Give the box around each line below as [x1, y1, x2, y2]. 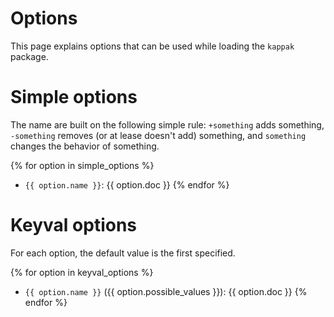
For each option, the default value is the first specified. [10, 247, 236, 259]
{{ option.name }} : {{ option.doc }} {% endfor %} [24, 178, 230, 191]
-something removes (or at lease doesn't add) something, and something [10, 129, 307, 141]
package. [10, 50, 49, 62]
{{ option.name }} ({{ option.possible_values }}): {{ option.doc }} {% [24, 285, 308, 297]
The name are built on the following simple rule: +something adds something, [10, 118, 325, 131]
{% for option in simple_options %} [10, 159, 155, 171]
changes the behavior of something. [10, 140, 160, 152]
